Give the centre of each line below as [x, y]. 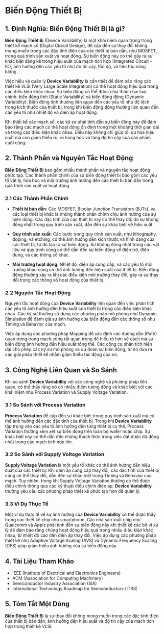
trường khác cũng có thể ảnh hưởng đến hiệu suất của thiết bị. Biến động [86, 270]
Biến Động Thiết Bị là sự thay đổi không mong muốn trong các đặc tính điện [82, 616]
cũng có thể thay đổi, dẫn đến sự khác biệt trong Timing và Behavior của [78, 475]
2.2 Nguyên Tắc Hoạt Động [38, 293]
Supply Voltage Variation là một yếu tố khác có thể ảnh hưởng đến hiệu [78, 465]
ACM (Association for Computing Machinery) [58, 578]
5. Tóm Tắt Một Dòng [37, 604]
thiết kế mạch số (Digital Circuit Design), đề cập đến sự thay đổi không [76, 46]
